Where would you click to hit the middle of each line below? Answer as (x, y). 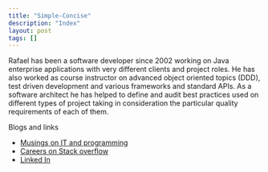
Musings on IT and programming (74, 143)
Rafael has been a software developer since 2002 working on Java (119, 61)
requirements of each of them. (59, 112)
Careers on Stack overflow (64, 151)
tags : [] (23, 38)
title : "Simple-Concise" (50, 16)
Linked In (35, 160)
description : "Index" (45, 23)
